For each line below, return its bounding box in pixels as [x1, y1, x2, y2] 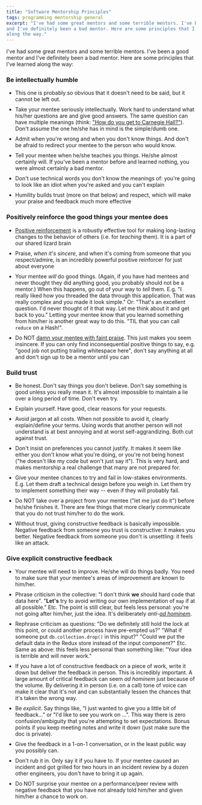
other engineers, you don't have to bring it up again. [14, 770, 144, 777]
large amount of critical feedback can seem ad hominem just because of [14, 675, 195, 683]
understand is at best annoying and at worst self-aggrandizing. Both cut [14, 428, 194, 435]
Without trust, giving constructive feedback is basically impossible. [14, 520, 182, 528]
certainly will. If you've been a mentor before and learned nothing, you [14, 158, 189, 166]
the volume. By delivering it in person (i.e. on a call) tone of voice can [14, 682, 187, 689]
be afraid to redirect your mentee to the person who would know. [14, 142, 176, 149]
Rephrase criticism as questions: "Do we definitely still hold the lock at [14, 620, 189, 628]
